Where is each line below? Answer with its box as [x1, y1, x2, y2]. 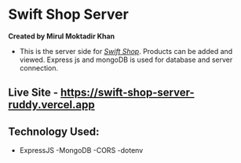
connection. [19, 63, 59, 72]
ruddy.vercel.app [8, 98, 96, 111]
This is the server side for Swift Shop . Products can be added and [19, 46, 233, 56]
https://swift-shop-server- [60, 86, 195, 100]
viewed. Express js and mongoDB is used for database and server [19, 55, 233, 64]
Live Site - [8, 86, 59, 100]
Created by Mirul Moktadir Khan [8, 31, 115, 41]
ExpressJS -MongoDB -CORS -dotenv [19, 146, 144, 155]
